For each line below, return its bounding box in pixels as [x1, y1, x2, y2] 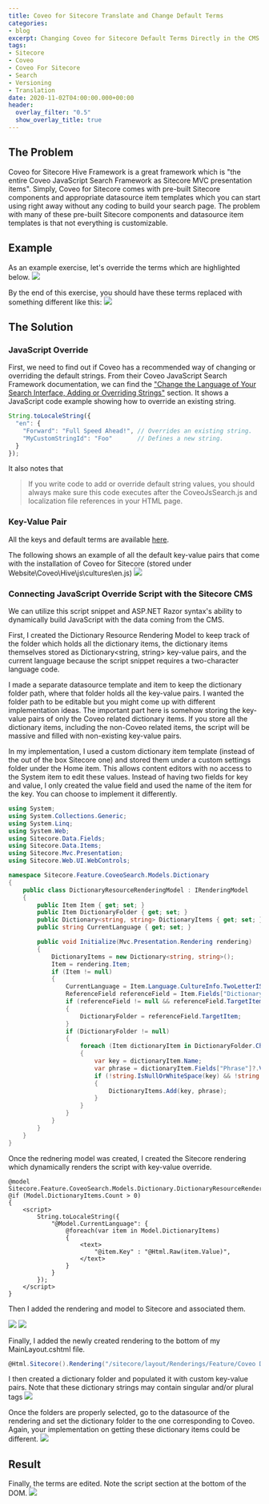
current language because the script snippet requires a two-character [8, 656, 239, 666]
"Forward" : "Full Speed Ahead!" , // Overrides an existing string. [22, 426, 252, 435]
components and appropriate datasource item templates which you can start [8, 192, 261, 202]
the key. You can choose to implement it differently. [8, 789, 178, 799]
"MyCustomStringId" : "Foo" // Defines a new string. [22, 434, 224, 442]
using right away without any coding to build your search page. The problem [8, 201, 260, 211]
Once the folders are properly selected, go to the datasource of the [8, 1408, 230, 1417]
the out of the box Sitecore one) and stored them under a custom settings [8, 755, 251, 765]
